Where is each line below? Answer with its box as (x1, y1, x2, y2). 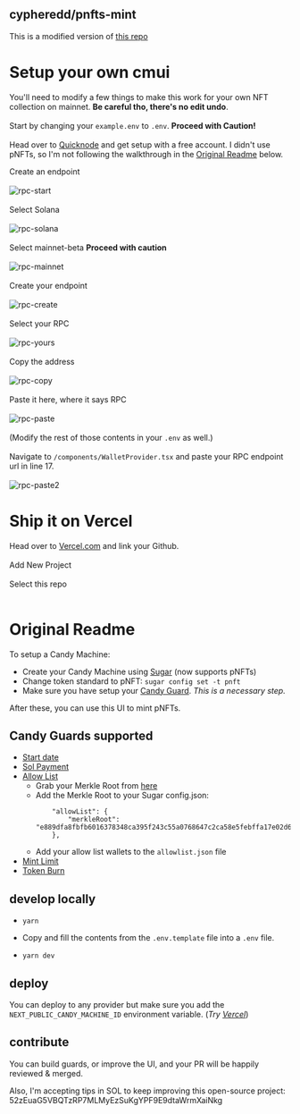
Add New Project (9, 559, 72, 570)
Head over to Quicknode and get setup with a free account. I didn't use (9, 139, 271, 150)
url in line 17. (9, 460, 54, 471)
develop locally (9, 891, 96, 907)
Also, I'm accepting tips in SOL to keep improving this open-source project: (9, 1085, 286, 1096)
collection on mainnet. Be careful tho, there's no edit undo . (9, 101, 229, 112)
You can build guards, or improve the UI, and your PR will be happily (9, 1059, 260, 1069)
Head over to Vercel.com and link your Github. (9, 540, 179, 551)
